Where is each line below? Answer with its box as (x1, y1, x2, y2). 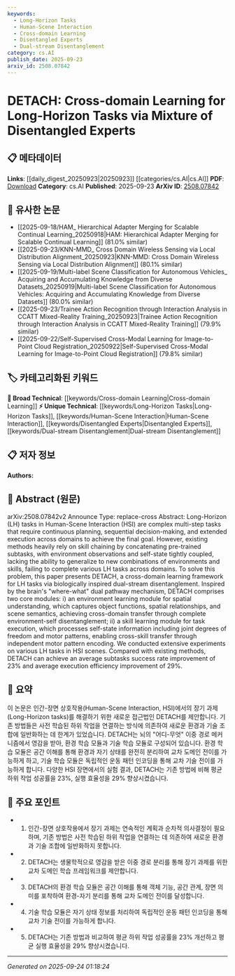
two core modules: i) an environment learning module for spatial (7, 594, 192, 602)
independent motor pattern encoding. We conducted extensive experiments (7, 639, 226, 647)
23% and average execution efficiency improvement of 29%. (7, 661, 183, 670)
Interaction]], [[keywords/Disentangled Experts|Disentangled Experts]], (7, 419, 213, 428)
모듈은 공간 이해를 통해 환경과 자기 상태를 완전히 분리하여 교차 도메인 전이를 (14, 747, 220, 756)
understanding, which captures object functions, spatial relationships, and (7, 602, 221, 610)
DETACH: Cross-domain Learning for (7, 93, 226, 109)
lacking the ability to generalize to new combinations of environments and (7, 557, 220, 565)
